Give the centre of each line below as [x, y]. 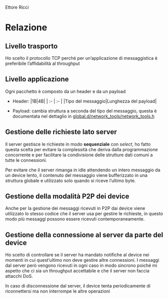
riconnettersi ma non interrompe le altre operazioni [58, 291]
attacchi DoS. [19, 276]
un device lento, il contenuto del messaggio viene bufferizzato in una [76, 175]
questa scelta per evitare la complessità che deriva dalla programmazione [81, 149]
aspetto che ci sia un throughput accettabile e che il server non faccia [77, 271]
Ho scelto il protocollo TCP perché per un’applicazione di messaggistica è [81, 58]
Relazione [26, 28]
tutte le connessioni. [26, 160]
